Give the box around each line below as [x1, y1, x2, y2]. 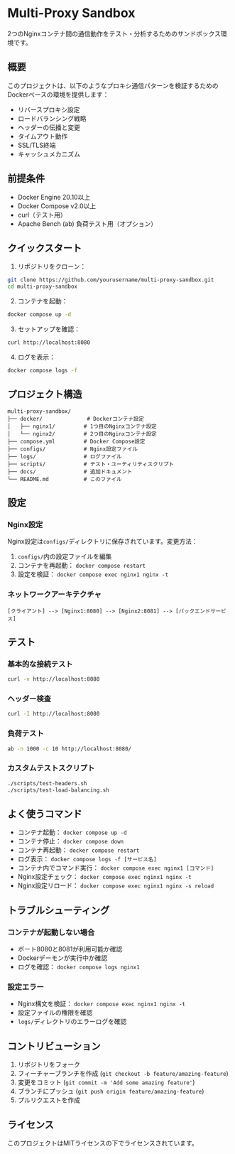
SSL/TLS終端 [17, 141, 56, 149]
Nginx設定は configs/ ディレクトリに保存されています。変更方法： [7, 537, 198, 546]
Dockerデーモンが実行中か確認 [17, 954, 108, 962]
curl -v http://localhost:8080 [7, 676, 100, 683]
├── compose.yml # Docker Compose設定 [7, 438, 146, 445]
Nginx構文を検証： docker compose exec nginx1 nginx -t [17, 1000, 186, 1008]
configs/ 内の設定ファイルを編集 [17, 552, 112, 561]
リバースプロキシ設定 [17, 105, 80, 114]
